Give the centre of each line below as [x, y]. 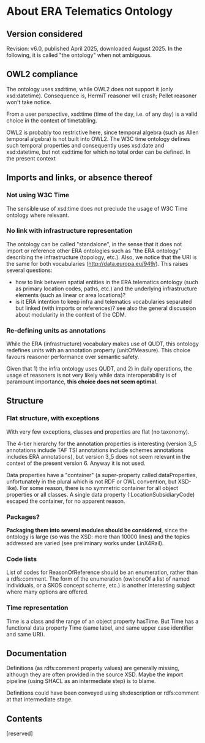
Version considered [45, 34]
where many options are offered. [47, 592]
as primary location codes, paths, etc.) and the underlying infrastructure [106, 289]
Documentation [37, 654]
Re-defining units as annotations [56, 330]
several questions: [29, 270]
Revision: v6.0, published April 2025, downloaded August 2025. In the [94, 48]
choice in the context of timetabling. [52, 120]
